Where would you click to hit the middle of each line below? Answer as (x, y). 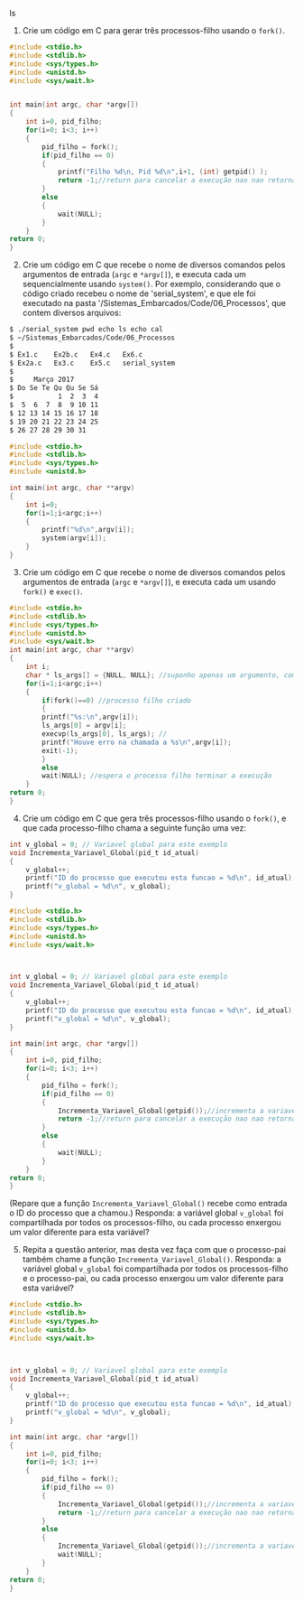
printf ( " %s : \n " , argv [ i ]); (91, 717)
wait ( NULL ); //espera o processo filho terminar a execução (157, 776)
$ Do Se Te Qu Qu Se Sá (54, 388)
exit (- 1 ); (60, 750)
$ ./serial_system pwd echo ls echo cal (87, 330)
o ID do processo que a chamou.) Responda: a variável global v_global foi (147, 1213)
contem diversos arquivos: (72, 313)
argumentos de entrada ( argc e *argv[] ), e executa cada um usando (149, 582)
